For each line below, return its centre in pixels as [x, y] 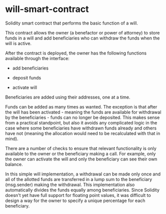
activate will [25, 87]
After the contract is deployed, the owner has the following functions [76, 53]
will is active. [18, 43]
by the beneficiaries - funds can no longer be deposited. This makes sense [82, 117]
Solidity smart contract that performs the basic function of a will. [72, 23]
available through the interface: [37, 58]
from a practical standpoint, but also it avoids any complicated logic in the [81, 122]
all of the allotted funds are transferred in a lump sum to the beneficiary [79, 179]
